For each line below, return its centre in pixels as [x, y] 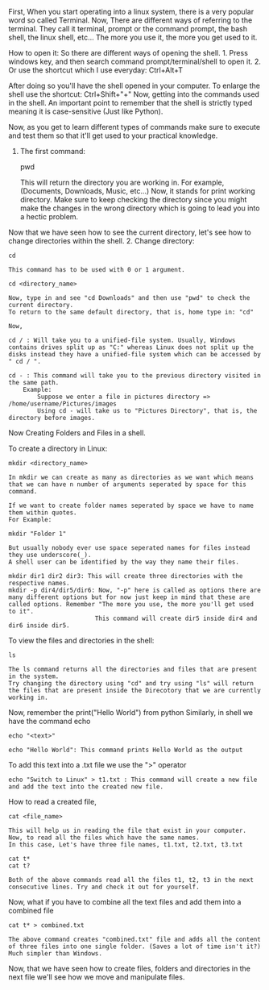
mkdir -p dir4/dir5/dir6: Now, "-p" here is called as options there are [135, 590]
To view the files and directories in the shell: [81, 641]
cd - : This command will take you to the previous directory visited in [135, 376]
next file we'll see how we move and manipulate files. [97, 977]
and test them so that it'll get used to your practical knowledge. [113, 135]
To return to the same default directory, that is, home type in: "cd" [131, 312]
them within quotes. [43, 513]
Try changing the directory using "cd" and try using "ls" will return [131, 684]
